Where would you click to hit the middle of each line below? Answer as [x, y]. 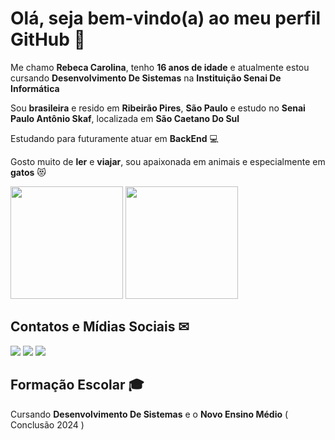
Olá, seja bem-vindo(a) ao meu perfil [166, 18]
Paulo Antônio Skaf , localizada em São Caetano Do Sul [125, 118]
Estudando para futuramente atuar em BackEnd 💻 [114, 138]
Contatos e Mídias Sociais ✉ [100, 327]
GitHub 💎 [48, 39]
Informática [35, 88]
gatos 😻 [28, 172]
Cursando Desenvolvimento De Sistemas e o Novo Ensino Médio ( [149, 414]
